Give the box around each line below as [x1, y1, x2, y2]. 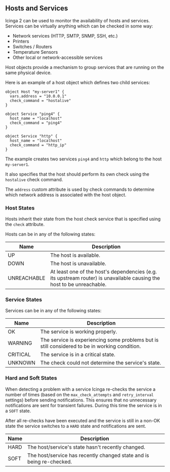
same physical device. [5, 70, 52, 76]
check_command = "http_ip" [10, 142, 67, 148]
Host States [5, 204, 35, 211]
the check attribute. [5, 221, 45, 227]
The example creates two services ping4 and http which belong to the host [5, 156, 162, 162]
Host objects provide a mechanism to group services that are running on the [5, 64, 164, 70]
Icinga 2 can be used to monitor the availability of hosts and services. [5, 17, 150, 23]
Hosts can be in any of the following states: [5, 231, 96, 238]
